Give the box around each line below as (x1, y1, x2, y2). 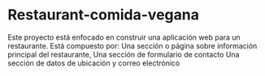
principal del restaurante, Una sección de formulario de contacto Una (7, 49, 240, 59)
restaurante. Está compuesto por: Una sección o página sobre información (7, 40, 258, 50)
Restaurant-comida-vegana (7, 6, 200, 24)
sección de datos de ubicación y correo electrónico (7, 58, 180, 68)
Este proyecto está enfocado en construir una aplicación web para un (7, 32, 241, 42)
